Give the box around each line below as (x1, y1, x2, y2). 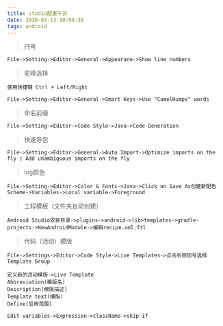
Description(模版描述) (7, 286, 68, 293)
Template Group (7, 258, 51, 265)
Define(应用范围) (7, 301, 53, 307)
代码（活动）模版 (23, 237, 73, 246)
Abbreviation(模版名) (7, 279, 66, 286)
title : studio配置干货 (7, 10, 68, 17)
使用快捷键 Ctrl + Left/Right (7, 84, 88, 91)
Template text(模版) (7, 293, 64, 301)
